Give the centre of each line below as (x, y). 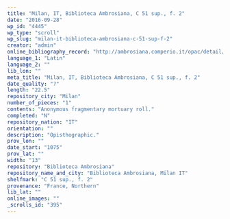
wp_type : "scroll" (33, 33)
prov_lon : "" (26, 141)
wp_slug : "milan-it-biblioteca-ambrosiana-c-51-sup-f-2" (90, 39)
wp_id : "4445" (27, 26)
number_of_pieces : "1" (39, 103)
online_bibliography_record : (49, 52)
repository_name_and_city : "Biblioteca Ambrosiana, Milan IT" (98, 173)
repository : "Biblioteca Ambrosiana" (61, 166)
